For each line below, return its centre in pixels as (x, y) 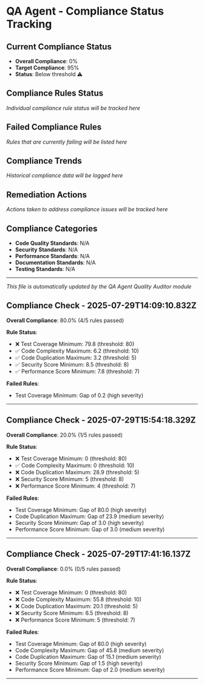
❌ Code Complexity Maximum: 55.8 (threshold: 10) (78, 599)
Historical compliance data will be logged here (65, 175)
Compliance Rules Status (55, 93)
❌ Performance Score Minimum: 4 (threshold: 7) (75, 486)
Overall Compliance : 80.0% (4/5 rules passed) (65, 320)
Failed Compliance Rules (54, 127)
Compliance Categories (52, 229)
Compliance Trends (44, 161)
